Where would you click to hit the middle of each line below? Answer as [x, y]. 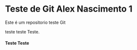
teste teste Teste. [22, 32]
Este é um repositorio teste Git [35, 22]
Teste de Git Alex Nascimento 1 [69, 9]
